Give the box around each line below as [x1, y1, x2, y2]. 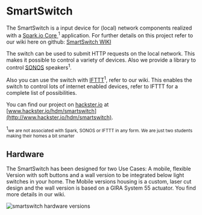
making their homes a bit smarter [6, 133, 75, 139]
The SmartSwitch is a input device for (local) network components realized [6, 24, 192, 31]
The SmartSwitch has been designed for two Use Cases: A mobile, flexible [6, 165, 191, 173]
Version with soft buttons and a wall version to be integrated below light [6, 172, 185, 179]
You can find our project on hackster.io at [6, 101, 109, 108]
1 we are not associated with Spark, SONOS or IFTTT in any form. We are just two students [6, 125, 193, 133]
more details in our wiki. [6, 191, 66, 198]
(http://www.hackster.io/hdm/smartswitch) [6, 114, 112, 121]
